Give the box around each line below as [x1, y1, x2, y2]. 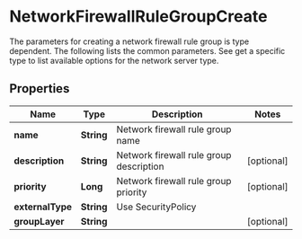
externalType [13, 200, 73, 213]
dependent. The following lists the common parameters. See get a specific [9, 45, 286, 56]
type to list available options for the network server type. [9, 55, 219, 66]
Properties [9, 81, 70, 96]
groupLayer [13, 215, 65, 227]
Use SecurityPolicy [116, 200, 197, 213]
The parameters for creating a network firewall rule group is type [9, 36, 250, 47]
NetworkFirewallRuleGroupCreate [9, 6, 268, 27]
